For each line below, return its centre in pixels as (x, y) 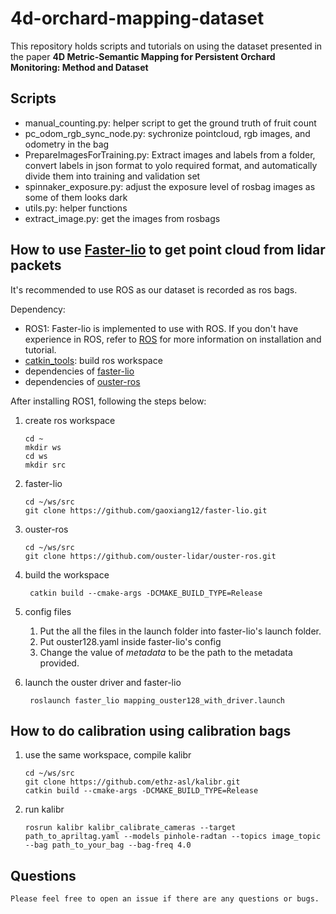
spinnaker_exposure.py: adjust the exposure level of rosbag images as (170, 186)
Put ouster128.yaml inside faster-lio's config (130, 641)
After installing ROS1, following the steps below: (108, 401)
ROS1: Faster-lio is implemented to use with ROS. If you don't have (161, 328)
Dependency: (38, 309)
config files (48, 611)
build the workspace (67, 574)
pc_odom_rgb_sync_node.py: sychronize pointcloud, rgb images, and (167, 133)
